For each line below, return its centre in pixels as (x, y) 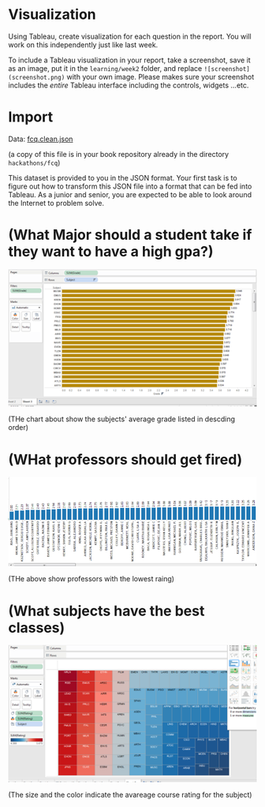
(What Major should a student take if (130, 235)
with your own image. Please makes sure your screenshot (160, 77)
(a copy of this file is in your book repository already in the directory (119, 154)
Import (31, 117)
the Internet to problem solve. (56, 203)
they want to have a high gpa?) (111, 252)
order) (19, 428)
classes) (37, 628)
